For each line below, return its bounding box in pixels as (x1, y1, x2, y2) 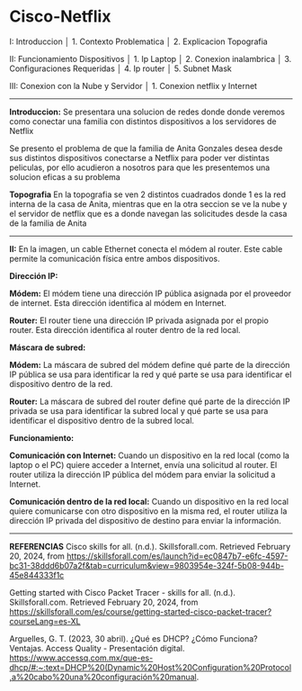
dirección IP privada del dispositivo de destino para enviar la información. (9, 515, 281, 525)
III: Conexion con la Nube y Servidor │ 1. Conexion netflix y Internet (9, 80, 258, 91)
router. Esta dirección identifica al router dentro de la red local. (9, 324, 241, 335)
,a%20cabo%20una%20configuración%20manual (9, 671, 197, 682)
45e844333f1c (9, 570, 65, 580)
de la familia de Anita (9, 218, 87, 229)
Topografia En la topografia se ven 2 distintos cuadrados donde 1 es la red (9, 189, 286, 200)
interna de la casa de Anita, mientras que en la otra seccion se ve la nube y (9, 198, 288, 209)
